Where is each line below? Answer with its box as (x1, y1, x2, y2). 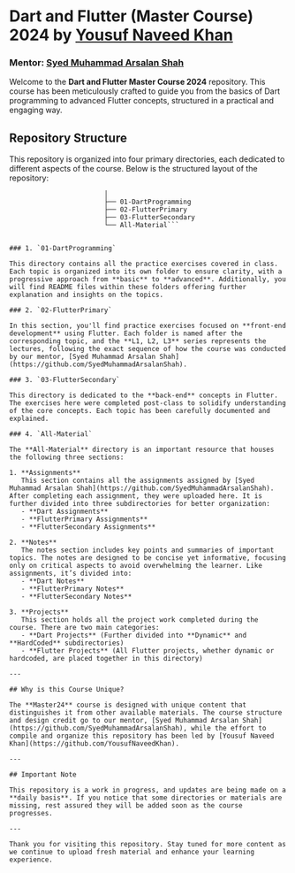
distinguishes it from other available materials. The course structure (9, 708, 283, 717)
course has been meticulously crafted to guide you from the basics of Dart (9, 86, 281, 96)
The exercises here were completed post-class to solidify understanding (9, 399, 287, 408)
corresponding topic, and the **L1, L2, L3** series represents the (9, 337, 267, 346)
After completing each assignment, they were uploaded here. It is (9, 492, 263, 501)
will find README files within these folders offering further (9, 283, 247, 292)
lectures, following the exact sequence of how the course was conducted (9, 345, 287, 354)
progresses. (9, 809, 53, 818)
